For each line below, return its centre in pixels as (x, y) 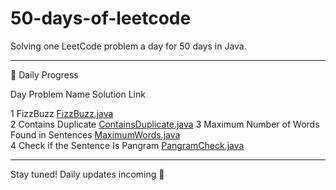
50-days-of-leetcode (101, 18)
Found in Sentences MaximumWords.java (95, 134)
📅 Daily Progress (44, 74)
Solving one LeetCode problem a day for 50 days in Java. (128, 46)
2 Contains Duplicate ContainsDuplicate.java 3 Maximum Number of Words (165, 124)
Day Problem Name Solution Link (78, 94)
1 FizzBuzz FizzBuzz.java (62, 113)
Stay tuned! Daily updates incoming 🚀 (87, 174)
